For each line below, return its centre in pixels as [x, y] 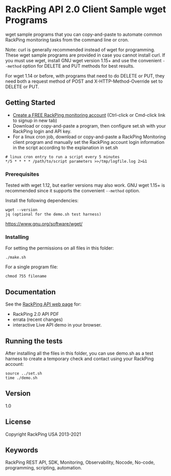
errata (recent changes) [38, 319]
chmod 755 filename [26, 277]
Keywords [22, 450]
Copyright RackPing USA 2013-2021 [43, 434]
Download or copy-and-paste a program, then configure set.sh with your [89, 126]
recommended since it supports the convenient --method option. [73, 191]
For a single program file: [32, 267]
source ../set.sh [24, 373]
